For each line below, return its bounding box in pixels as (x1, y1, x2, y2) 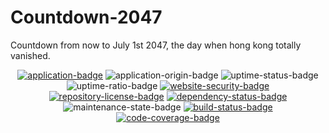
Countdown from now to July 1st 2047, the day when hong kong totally (10, 39, 302, 51)
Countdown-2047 (10, 6, 163, 29)
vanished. (10, 49, 51, 61)
